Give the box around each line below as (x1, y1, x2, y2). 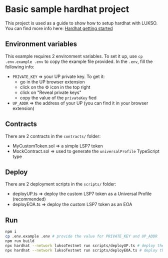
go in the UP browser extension (19, 78, 85, 84)
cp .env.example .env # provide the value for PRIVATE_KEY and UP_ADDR (5, 234, 157, 239)
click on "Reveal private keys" (19, 89, 81, 95)
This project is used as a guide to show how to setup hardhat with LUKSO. (5, 20, 158, 26)
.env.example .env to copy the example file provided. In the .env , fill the (5, 58, 153, 64)
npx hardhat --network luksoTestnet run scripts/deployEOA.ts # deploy (5, 247, 157, 253)
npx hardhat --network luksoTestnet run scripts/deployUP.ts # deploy (5, 243, 155, 248)
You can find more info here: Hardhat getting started (5, 25, 113, 31)
